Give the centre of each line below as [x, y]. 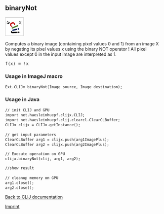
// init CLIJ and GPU [27, 110]
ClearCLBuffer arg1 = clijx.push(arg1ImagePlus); [57, 140]
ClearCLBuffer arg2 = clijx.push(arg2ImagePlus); [57, 145]
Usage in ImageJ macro [34, 76]
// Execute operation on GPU [35, 154]
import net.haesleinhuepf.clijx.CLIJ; [45, 115]
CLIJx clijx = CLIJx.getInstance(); [43, 125]
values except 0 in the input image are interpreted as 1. [61, 54]
